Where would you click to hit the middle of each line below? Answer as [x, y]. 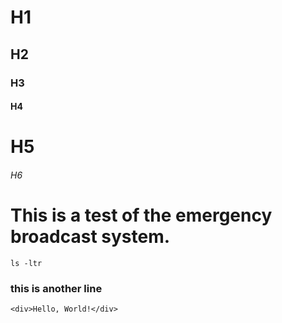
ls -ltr [26, 263]
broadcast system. [90, 237]
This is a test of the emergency [141, 215]
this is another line [56, 288]
